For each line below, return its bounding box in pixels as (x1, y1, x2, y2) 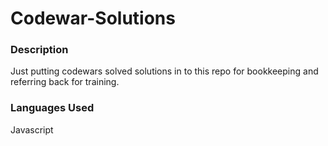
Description (10, 43, 69, 57)
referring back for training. (10, 76, 120, 88)
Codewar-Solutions (10, 7, 176, 30)
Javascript (10, 123, 54, 136)
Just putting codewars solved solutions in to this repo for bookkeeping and (10, 65, 319, 77)
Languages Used (10, 101, 95, 115)
